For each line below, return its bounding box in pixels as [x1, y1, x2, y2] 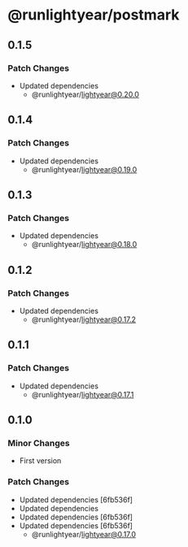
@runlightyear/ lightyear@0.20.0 [31, 89, 140, 99]
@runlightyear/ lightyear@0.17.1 [31, 389, 134, 399]
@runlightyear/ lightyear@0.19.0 [31, 164, 138, 174]
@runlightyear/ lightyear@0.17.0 [31, 529, 136, 539]
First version [19, 456, 62, 466]
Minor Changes [7, 437, 70, 449]
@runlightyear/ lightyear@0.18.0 [31, 240, 138, 250]
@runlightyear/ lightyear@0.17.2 [31, 315, 136, 324]
